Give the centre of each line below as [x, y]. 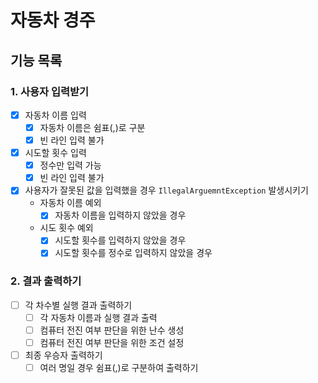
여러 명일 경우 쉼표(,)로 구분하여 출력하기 [119, 368]
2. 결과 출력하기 [46, 281]
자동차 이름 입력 [55, 115]
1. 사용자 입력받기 [50, 91]
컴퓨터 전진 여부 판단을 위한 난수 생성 [112, 330]
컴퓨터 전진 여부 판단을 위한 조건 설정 [112, 342]
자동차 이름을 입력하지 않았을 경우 [120, 215]
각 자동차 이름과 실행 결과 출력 [98, 317]
